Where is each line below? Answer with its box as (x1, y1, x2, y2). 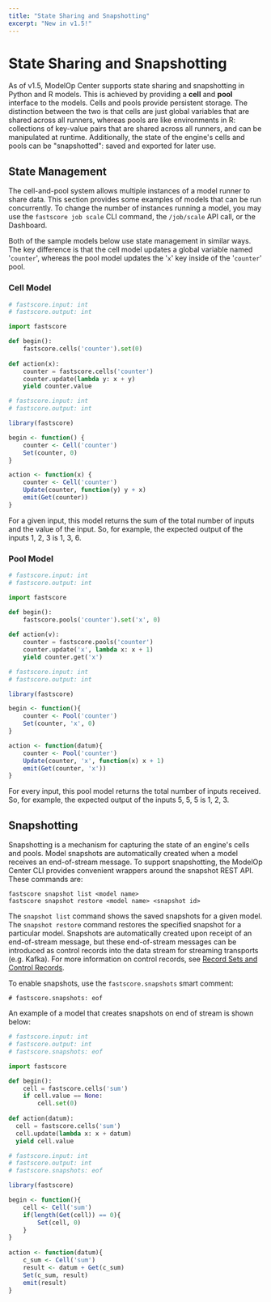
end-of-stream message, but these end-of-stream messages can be (8, 937, 237, 947)
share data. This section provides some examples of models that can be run (8, 195, 261, 205)
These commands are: (8, 875, 83, 884)
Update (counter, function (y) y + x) (23, 486, 147, 494)
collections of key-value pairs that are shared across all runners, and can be (8, 124, 262, 134)
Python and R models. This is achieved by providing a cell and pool (8, 90, 233, 100)
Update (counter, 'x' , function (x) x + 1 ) (23, 757, 164, 765)
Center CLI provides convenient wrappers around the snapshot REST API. (8, 866, 254, 876)
